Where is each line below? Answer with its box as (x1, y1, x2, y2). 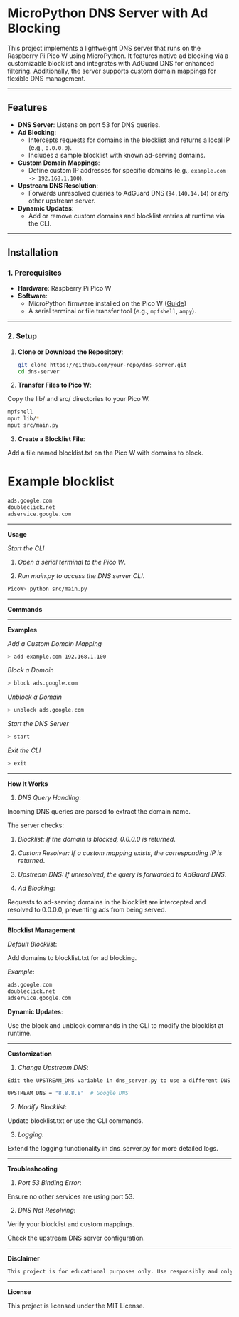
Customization (7, 1049, 52, 1058)
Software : (17, 291, 48, 301)
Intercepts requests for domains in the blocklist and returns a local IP (28, 136, 230, 144)
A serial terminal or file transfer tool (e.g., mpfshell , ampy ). (28, 307, 197, 316)
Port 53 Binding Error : (17, 1179, 82, 1187)
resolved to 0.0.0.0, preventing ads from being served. (7, 905, 167, 914)
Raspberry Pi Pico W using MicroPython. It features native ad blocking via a (7, 51, 229, 60)
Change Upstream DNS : (17, 1063, 89, 1071)
